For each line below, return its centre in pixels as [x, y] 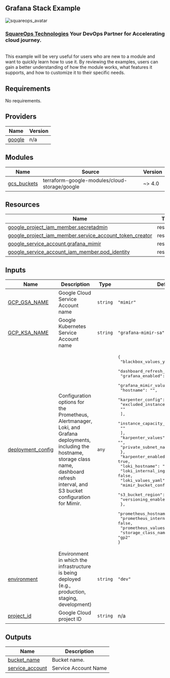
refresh [67, 478]
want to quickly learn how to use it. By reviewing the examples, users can [82, 62]
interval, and [73, 484]
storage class [74, 459]
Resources [23, 204]
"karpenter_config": [141, 400]
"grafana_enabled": [143, 376]
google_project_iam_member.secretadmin [58, 228]
